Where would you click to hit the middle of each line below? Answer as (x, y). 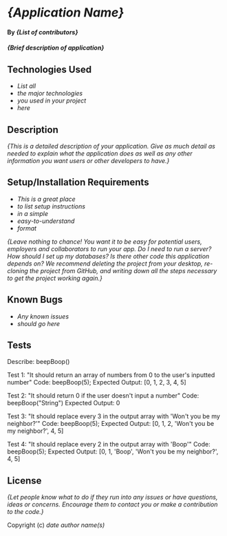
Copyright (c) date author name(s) (56, 525)
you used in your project (52, 100)
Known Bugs (35, 300)
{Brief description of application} (56, 48)
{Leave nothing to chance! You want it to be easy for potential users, (105, 242)
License (24, 481)
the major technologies (50, 94)
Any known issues (43, 316)
